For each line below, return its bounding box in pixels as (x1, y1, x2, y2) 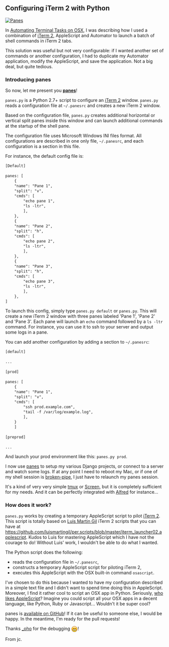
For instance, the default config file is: (5, 153, 84, 159)
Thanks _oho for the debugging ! (5, 625, 79, 632)
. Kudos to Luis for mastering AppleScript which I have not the (26, 534, 154, 541)
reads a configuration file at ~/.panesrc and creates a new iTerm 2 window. (5, 102, 161, 109)
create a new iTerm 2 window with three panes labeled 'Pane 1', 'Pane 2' (5, 313, 155, 319)
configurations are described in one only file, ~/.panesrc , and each (5, 138, 144, 144)
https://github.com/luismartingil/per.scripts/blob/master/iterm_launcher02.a (5, 529, 162, 535)
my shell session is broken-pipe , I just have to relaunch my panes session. (5, 474, 159, 480)
